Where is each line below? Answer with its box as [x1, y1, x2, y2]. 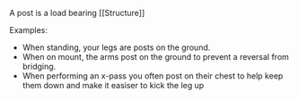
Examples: [9, 25, 48, 35]
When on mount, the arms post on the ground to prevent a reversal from [22, 52, 290, 62]
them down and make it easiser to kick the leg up [22, 80, 205, 90]
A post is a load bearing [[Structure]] [9, 8, 145, 18]
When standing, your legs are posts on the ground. [22, 42, 211, 53]
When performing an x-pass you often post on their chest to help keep [22, 70, 284, 81]
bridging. [22, 62, 57, 71]
